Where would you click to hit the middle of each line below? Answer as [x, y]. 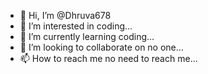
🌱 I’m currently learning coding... [87, 36]
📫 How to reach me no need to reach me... [108, 58]
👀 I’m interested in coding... [76, 26]
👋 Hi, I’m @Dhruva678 [65, 15]
